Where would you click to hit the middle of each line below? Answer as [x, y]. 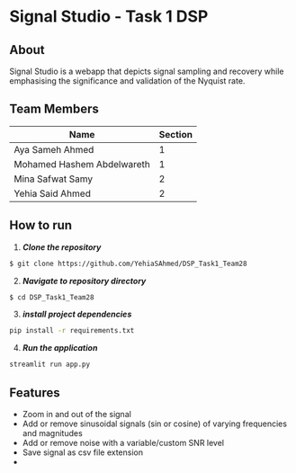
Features [35, 393]
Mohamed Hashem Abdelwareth [82, 164]
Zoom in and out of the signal [77, 414]
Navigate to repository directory [84, 281]
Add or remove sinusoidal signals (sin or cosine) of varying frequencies [155, 424]
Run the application [60, 348]
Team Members [54, 109]
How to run [41, 225]
